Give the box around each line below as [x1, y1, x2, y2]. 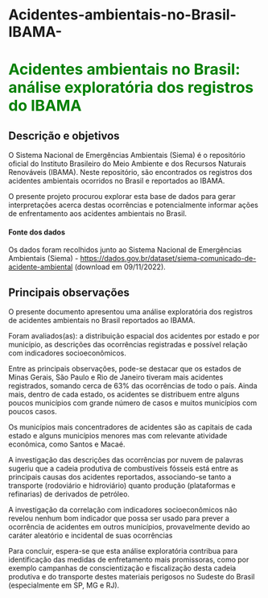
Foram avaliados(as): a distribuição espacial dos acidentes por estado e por [8, 331, 260, 341]
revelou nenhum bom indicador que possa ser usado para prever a [8, 513, 229, 523]
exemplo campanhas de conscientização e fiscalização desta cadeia [8, 563, 237, 573]
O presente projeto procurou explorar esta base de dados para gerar [8, 192, 236, 201]
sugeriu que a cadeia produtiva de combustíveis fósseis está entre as [8, 463, 239, 473]
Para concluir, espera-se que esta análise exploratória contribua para [8, 546, 238, 556]
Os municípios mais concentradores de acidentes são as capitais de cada [8, 422, 253, 432]
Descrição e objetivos [8, 129, 120, 143]
